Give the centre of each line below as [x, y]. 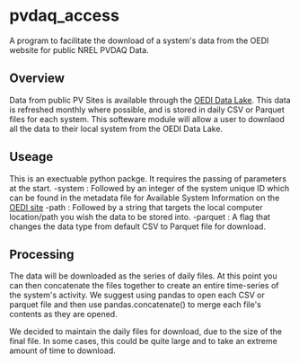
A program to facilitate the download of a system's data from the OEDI [139, 40]
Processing [42, 254]
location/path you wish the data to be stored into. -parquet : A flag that [140, 217]
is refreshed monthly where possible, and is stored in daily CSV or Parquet [147, 110]
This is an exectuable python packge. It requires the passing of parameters [148, 178]
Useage [31, 157]
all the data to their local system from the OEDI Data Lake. [116, 128]
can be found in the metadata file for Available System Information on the [145, 198]
